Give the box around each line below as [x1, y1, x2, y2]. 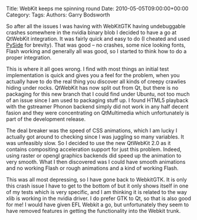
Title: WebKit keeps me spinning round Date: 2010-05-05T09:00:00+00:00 [6, 5, 189, 12]
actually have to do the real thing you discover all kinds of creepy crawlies [6, 78, 186, 85]
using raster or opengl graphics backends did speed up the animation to [6, 152, 182, 159]
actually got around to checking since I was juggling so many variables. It [6, 133, 185, 140]
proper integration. [6, 54, 52, 61]
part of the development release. [6, 116, 86, 123]
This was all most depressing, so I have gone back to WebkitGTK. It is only [6, 176, 187, 183]
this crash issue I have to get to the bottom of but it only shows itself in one [6, 182, 189, 189]
